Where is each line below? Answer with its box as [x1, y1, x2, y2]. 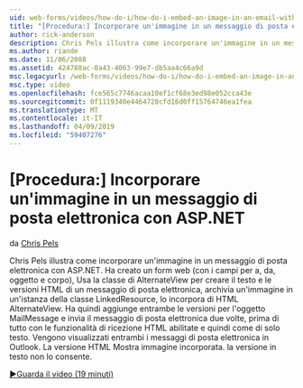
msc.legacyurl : [9, 72, 67, 81]
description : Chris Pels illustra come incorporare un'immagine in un [9, 38, 280, 48]
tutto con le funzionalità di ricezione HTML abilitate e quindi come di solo [9, 322, 280, 333]
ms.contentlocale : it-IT [9, 114, 103, 123]
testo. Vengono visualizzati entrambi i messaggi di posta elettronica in [9, 331, 270, 343]
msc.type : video [9, 80, 70, 89]
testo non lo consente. [9, 351, 93, 362]
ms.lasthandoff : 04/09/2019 [9, 123, 115, 132]
